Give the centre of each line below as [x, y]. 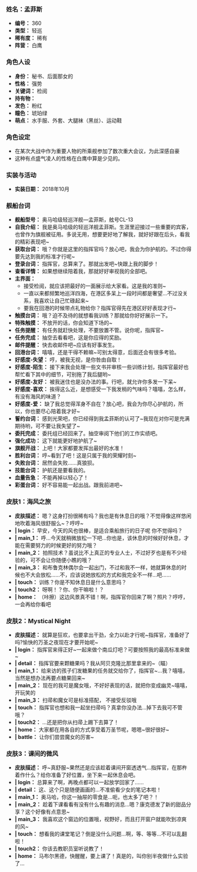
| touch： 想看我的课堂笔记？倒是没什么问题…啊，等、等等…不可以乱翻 [101, 834]
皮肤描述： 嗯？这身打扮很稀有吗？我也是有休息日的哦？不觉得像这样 [98, 516]
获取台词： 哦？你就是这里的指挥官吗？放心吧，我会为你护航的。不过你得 [103, 249]
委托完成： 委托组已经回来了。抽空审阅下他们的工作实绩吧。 [87, 433]
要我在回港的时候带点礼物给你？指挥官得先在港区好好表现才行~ [100, 308]
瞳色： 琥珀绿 [31, 113]
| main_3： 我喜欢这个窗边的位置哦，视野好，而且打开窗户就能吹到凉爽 [101, 819]
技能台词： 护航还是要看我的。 [51, 470]
